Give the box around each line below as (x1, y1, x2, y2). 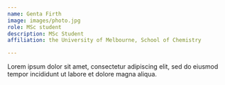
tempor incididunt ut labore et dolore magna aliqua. (7, 70, 158, 79)
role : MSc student (7, 23, 62, 30)
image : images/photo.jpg (7, 17, 81, 24)
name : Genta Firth (7, 10, 62, 18)
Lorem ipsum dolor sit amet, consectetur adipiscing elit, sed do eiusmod (7, 62, 219, 71)
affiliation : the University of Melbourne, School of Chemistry (7, 37, 202, 44)
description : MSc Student (7, 30, 84, 38)
